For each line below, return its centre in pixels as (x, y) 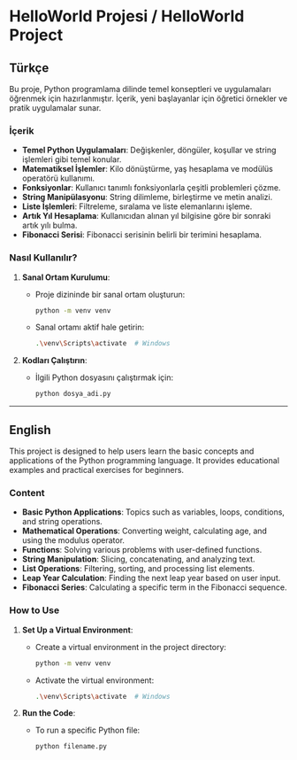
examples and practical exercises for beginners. (96, 470)
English (30, 430)
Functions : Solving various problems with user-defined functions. (142, 550)
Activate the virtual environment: (95, 680)
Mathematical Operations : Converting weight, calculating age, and (145, 531)
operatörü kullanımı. (58, 178)
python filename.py (71, 747)
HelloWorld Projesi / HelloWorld (127, 16)
